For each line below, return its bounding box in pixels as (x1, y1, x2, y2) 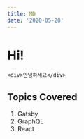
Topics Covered (7, 91, 78, 103)
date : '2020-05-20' (7, 17, 64, 24)
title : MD (7, 10, 36, 18)
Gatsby (17, 110, 38, 119)
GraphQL (17, 117, 44, 126)
